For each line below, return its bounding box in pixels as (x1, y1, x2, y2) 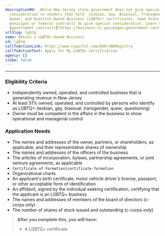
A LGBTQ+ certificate (24, 226, 68, 232)
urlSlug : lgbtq (5, 30, 36, 35)
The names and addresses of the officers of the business (12, 149, 129, 155)
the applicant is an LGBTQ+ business (12, 191, 87, 197)
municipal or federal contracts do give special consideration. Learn (9, 21, 157, 26)
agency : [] (5, 53, 27, 58)
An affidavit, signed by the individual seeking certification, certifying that (12, 186, 160, 192)
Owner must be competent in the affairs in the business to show (12, 110, 142, 116)
